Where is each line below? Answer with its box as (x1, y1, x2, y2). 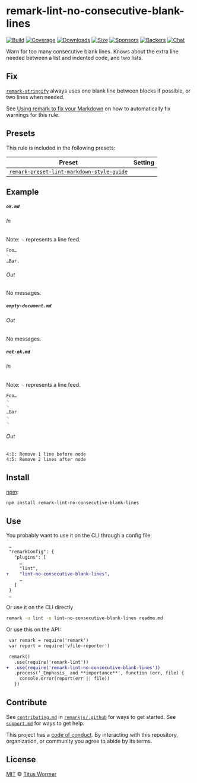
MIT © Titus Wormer (6, 770, 57, 778)
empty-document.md (6, 303, 52, 309)
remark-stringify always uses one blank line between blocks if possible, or (6, 87, 191, 94)
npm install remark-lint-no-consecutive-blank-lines (6, 499, 139, 505)
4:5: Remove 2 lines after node (6, 456, 86, 462)
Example (6, 187, 39, 197)
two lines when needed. (6, 93, 65, 100)
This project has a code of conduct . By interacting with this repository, (6, 731, 178, 738)
